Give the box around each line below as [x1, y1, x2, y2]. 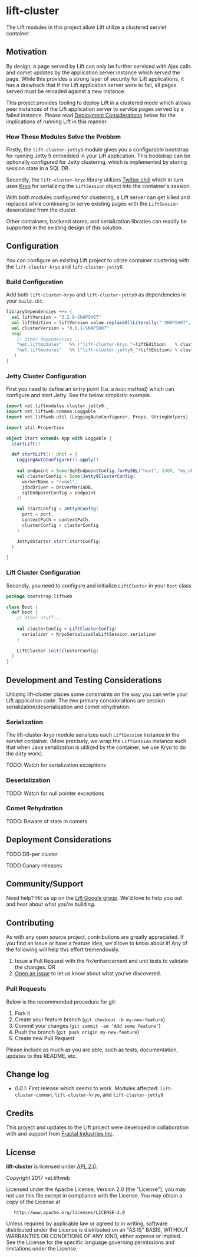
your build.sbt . [6, 298, 44, 305]
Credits [6, 1108, 34, 1118]
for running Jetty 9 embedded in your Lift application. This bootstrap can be [6, 152, 191, 160]
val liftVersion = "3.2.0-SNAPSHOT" [11, 314, 101, 321]
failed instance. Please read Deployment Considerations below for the [6, 111, 176, 118]
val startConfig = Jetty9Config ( [16, 506, 99, 512]
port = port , [21, 512, 54, 517]
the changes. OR [14, 964, 55, 971]
